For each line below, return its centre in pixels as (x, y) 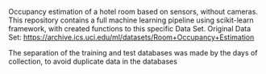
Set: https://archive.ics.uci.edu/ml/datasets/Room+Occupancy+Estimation (131, 37)
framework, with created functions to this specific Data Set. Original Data (130, 29)
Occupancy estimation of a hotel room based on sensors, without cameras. (133, 12)
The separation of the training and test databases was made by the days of (133, 53)
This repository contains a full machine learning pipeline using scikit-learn (131, 20)
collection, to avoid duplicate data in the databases (93, 61)
